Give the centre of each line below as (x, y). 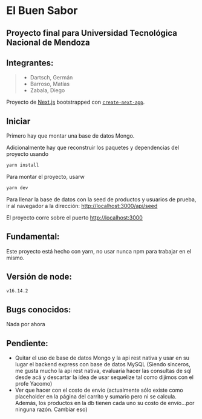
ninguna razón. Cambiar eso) (51, 409)
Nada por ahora (26, 324)
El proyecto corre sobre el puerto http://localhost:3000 (75, 217)
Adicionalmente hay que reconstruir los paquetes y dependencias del (93, 148)
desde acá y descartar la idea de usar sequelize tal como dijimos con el (104, 377)
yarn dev (17, 188)
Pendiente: (27, 343)
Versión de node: (39, 277)
